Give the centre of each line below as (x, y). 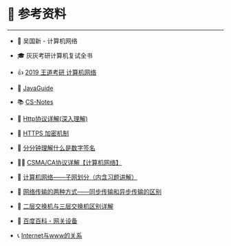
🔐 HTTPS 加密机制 (43, 133)
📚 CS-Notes (35, 102)
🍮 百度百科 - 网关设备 (47, 221)
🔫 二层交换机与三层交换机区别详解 (65, 206)
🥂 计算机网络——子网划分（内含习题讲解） (77, 177)
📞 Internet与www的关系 (49, 235)
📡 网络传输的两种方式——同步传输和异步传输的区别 (89, 191)
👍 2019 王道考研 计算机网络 (57, 72)
